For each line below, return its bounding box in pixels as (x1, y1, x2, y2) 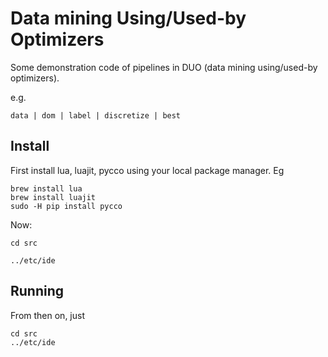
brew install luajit (10, 192, 97, 202)
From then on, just (10, 309, 85, 321)
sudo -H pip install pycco (10, 201, 123, 211)
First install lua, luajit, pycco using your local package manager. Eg (10, 164, 285, 176)
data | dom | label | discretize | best (10, 110, 182, 121)
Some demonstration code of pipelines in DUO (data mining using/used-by (10, 61, 318, 73)
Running (10, 283, 65, 300)
